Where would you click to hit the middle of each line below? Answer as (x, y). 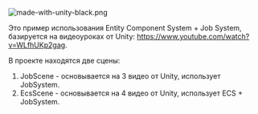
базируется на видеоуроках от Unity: (72, 37)
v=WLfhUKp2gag (37, 45)
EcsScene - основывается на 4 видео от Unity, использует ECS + (131, 93)
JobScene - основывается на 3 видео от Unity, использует (120, 76)
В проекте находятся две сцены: (64, 61)
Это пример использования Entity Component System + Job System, (125, 28)
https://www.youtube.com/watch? (193, 37)
